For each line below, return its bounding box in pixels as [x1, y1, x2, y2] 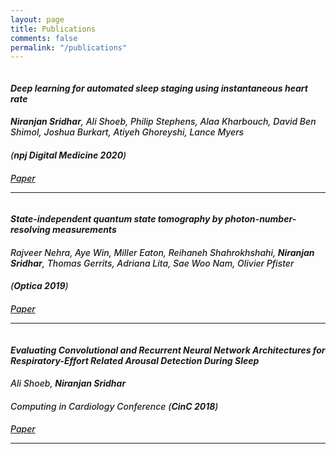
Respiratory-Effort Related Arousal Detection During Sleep [10, 354, 260, 366]
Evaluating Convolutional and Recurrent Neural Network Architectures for [10, 344, 326, 356]
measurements [52, 224, 117, 236]
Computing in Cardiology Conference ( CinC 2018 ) [10, 400, 219, 412]
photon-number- [224, 213, 297, 225]
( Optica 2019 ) [10, 280, 69, 292]
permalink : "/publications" [10, 42, 128, 53]
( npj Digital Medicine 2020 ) [10, 149, 127, 161]
